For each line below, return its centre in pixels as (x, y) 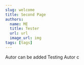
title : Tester (24, 29)
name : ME (19, 24)
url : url (19, 33)
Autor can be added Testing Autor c (42, 57)
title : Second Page (26, 15)
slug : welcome (20, 10)
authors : (14, 19)
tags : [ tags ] (19, 43)
